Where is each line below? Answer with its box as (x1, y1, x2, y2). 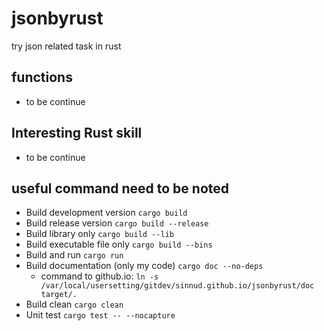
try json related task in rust (11, 40, 122, 52)
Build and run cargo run (25, 249, 124, 261)
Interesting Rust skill (11, 125, 143, 142)
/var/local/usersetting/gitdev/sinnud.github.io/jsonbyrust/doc (40, 281, 315, 291)
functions (11, 69, 73, 86)
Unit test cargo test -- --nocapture (25, 309, 176, 321)
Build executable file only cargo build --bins (25, 238, 213, 251)
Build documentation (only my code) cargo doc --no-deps (25, 260, 264, 272)
